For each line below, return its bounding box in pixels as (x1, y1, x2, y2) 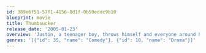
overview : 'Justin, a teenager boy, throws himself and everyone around (6, 32, 196, 38)
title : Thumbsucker (6, 20, 56, 26)
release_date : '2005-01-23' (6, 26, 78, 32)
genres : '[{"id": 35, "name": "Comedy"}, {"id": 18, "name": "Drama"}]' (6, 37, 196, 43)
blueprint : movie (6, 15, 51, 21)
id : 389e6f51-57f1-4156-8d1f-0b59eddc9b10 (6, 9, 116, 15)
